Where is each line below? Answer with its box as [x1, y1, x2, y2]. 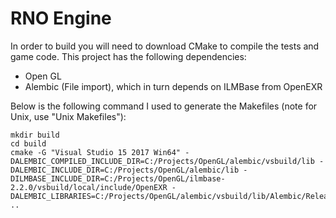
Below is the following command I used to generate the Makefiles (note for [10, 100, 318, 112]
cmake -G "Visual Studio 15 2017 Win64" [10, 147, 182, 157]
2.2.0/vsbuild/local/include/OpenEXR [10, 182, 168, 192]
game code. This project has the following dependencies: [10, 50, 247, 62]
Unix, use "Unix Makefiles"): [10, 110, 127, 122]
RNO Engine [10, 7, 112, 30]
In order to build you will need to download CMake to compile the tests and [10, 40, 320, 52]
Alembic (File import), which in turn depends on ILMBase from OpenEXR [24, 80, 323, 92]
